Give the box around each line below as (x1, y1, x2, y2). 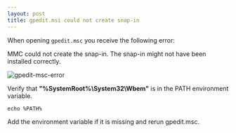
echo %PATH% (7, 105, 42, 112)
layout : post (7, 10, 46, 17)
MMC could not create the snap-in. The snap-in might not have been (7, 50, 206, 58)
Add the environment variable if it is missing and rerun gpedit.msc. (7, 117, 200, 126)
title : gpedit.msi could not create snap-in (7, 17, 140, 24)
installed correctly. (7, 57, 61, 65)
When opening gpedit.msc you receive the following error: (7, 36, 176, 44)
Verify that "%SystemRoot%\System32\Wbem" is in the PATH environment (7, 84, 229, 92)
